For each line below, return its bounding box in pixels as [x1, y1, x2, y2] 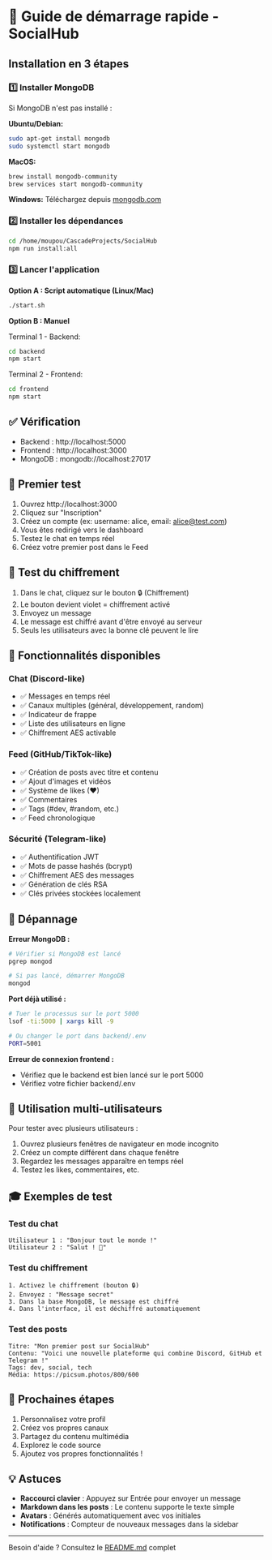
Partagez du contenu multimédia [19, 1431, 130, 1441]
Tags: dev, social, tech [8, 1363, 92, 1372]
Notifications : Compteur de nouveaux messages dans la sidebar [19, 1519, 239, 1529]
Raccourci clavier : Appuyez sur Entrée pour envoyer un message [19, 1493, 241, 1503]
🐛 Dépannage [8, 913, 79, 926]
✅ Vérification [8, 415, 81, 429]
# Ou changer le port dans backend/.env [8, 1032, 147, 1040]
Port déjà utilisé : [8, 994, 66, 1004]
